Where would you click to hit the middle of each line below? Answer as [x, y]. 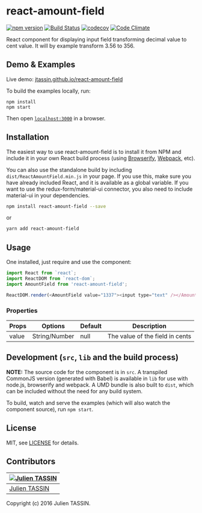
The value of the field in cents [149, 336]
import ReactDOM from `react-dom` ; [51, 278]
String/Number [53, 336]
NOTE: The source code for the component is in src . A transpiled [87, 372]
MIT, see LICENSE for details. [43, 443]
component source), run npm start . [50, 409]
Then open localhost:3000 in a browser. [56, 118]
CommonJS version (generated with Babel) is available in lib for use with [97, 378]
